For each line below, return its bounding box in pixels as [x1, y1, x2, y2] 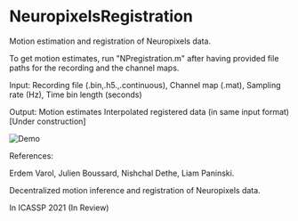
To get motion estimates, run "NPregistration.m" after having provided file [9, 53, 279, 63]
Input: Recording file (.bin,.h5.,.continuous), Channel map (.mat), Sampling [9, 79, 281, 90]
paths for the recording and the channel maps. [9, 62, 180, 73]
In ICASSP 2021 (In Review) [9, 202, 109, 213]
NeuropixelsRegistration [9, 6, 193, 27]
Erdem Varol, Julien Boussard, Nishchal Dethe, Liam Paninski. [9, 168, 235, 178]
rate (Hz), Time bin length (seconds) [9, 89, 142, 100]
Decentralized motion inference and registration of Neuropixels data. [9, 184, 261, 195]
